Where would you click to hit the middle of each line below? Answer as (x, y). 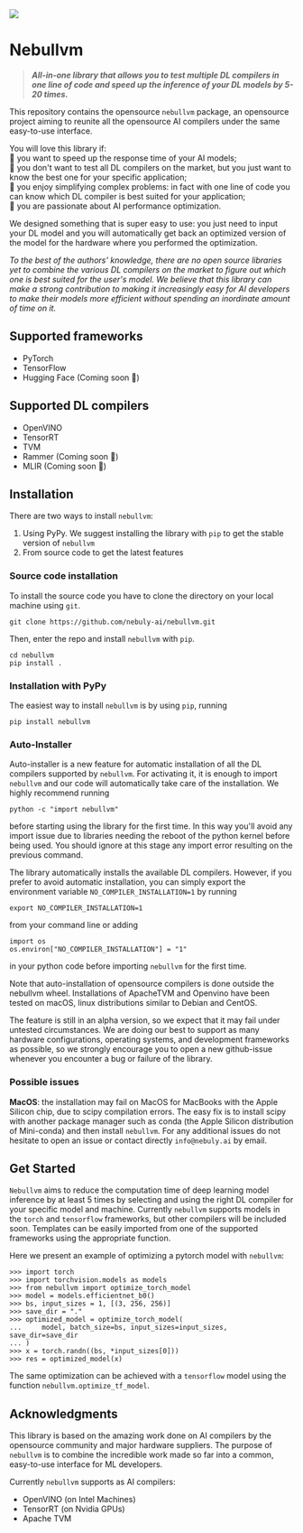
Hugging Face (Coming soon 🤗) (81, 377)
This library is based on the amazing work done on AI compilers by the (141, 1435)
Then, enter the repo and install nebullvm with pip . (102, 638)
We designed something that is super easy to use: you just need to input (143, 223)
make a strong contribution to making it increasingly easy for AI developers (150, 289)
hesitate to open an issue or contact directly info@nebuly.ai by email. (138, 1140)
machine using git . (45, 605)
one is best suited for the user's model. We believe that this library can (141, 279)
